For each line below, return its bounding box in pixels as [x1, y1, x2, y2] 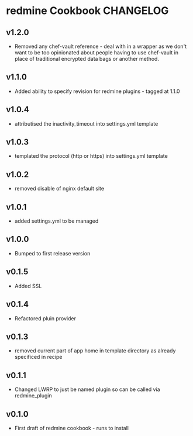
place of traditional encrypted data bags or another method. [14, 56, 160, 62]
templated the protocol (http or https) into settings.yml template [14, 153, 168, 160]
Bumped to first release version [14, 250, 91, 257]
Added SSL [14, 282, 42, 289]
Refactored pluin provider [14, 314, 76, 322]
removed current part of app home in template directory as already [14, 347, 176, 354]
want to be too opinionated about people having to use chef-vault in [14, 49, 178, 56]
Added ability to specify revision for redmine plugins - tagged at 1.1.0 [14, 88, 180, 95]
